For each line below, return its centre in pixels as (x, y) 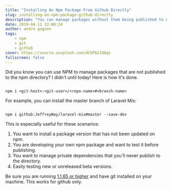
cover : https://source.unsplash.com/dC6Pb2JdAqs (58, 53)
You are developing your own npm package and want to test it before (85, 145)
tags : (11, 34)
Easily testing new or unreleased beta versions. (62, 167)
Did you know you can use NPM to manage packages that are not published (85, 72)
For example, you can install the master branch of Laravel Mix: (71, 101)
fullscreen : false (25, 57)
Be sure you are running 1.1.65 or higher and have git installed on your (79, 176)
